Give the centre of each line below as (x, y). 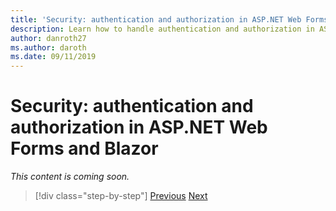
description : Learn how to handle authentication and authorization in (162, 29)
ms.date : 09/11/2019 (53, 57)
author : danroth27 (48, 38)
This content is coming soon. (70, 177)
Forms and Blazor (84, 148)
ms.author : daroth (48, 47)
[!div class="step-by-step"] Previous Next (121, 196)
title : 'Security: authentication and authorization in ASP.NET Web (156, 19)
